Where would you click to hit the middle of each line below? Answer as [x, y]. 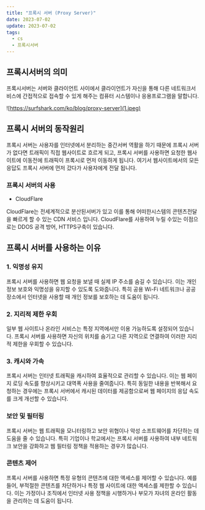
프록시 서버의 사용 [31, 185]
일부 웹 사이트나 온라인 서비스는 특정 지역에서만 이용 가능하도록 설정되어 [92, 328]
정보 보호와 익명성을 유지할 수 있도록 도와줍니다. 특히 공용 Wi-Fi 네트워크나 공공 [101, 289]
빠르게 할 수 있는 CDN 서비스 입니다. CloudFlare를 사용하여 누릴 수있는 [97, 219]
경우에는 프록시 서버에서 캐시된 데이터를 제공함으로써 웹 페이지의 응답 [105, 391]
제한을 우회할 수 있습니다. [43, 343]
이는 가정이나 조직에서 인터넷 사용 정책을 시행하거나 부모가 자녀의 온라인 [100, 493]
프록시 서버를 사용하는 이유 [54, 248]
